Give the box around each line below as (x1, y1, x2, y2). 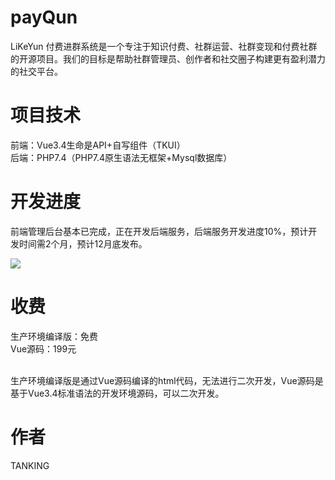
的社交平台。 (10, 65, 63, 77)
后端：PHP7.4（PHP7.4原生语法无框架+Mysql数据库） (10, 151, 233, 163)
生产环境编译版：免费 (10, 330, 98, 342)
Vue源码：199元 (10, 342, 77, 355)
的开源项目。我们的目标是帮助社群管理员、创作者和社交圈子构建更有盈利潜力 (10, 52, 326, 65)
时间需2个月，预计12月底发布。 (18, 237, 148, 250)
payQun (10, 6, 78, 29)
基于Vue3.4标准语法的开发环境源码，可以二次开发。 (10, 387, 225, 399)
